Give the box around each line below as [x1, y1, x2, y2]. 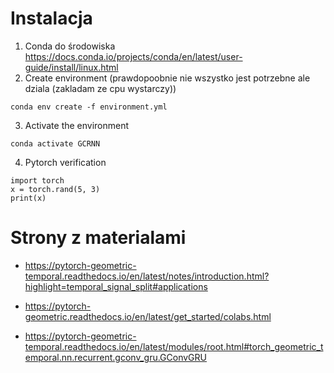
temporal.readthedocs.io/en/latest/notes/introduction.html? [24, 270, 270, 282]
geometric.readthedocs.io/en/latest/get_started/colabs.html [24, 310, 272, 322]
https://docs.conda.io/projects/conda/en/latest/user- [24, 50, 243, 62]
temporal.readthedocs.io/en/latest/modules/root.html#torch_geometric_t [24, 340, 324, 352]
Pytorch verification [24, 156, 107, 168]
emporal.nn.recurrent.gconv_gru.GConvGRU [24, 351, 207, 363]
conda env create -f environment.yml [10, 102, 168, 112]
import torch [10, 175, 65, 186]
